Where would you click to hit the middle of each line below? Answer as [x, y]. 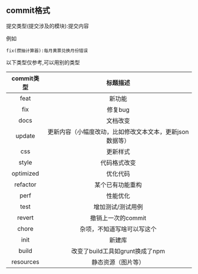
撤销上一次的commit [118, 218]
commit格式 [28, 11]
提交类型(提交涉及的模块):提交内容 [48, 26]
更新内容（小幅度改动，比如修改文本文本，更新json [118, 131]
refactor [25, 184]
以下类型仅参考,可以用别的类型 [43, 62]
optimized [25, 173]
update [25, 136]
